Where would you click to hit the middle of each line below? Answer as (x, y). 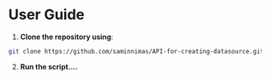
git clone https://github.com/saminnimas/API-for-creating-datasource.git (136, 51)
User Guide (47, 15)
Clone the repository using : (67, 37)
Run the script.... (49, 66)
